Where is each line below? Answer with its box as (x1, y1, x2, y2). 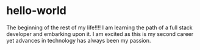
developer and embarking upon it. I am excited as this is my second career (6, 30, 194, 37)
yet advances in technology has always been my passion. (6, 37, 151, 44)
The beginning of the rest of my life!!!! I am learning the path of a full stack (6, 24, 193, 31)
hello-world (6, 4, 67, 18)
